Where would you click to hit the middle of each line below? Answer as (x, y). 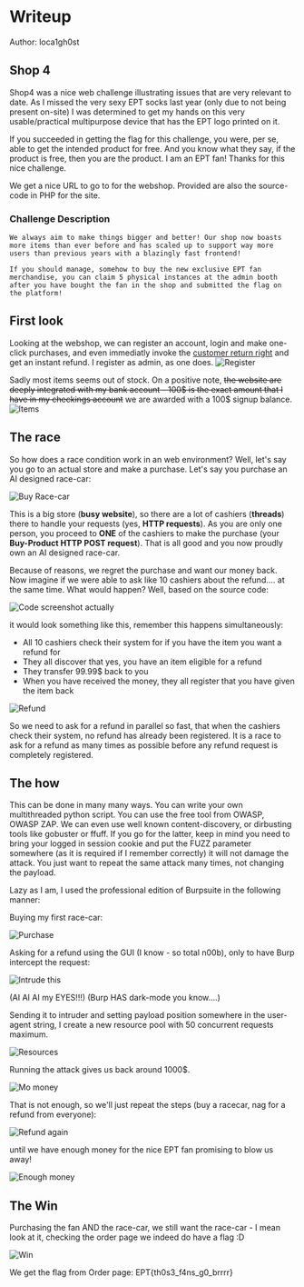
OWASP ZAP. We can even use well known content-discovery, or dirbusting (151, 824)
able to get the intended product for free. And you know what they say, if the (152, 148)
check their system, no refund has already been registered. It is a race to (145, 735)
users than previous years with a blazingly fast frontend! (126, 254)
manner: (25, 900)
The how (35, 783)
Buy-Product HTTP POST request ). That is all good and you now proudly (147, 543)
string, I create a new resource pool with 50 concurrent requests (153, 1025)
